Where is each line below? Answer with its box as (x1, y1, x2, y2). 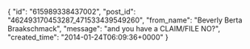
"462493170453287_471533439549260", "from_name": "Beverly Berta (7, 15, 243, 25)
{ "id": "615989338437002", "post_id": (7, 7, 136, 16)
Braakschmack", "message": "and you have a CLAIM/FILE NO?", (7, 24, 221, 33)
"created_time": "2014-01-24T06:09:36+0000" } (7, 32, 169, 42)
